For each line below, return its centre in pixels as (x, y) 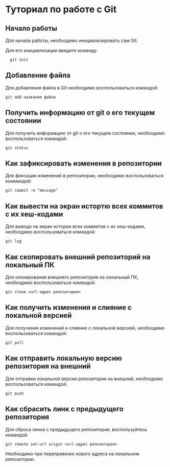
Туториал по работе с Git (61, 9)
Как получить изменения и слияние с (68, 308)
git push (15, 393)
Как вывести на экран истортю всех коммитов (84, 206)
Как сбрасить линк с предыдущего (65, 409)
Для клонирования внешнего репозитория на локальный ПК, (72, 277)
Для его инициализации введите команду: (52, 50)
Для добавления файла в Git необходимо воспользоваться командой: (82, 87)
